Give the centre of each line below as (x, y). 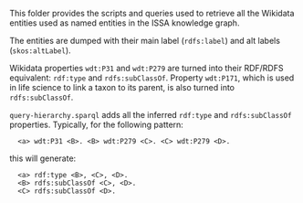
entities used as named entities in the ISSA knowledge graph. (125, 23)
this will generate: (43, 158)
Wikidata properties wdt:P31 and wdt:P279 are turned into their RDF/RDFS (146, 68)
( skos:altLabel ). (40, 50)
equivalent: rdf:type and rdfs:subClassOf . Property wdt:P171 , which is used (152, 78)
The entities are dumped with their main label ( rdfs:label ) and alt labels (145, 41)
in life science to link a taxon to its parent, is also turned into (122, 87)
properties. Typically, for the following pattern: (97, 124)
